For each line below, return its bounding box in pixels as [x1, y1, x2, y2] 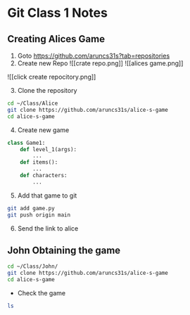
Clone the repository [17, 86, 77, 94]
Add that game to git [17, 191, 77, 200]
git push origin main [7, 211, 71, 219]
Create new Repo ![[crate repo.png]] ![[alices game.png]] [17, 59, 184, 67]
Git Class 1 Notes [7, 5, 108, 21]
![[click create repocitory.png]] [7, 72, 96, 81]
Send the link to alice [17, 224, 79, 233]
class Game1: [7, 139, 46, 146]
